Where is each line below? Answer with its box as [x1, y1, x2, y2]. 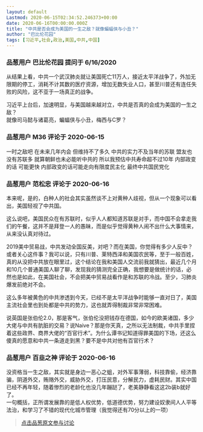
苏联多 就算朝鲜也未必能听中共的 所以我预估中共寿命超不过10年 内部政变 [16, 155, 196, 162]
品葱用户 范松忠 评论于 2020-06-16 [6, 179, 110, 188]
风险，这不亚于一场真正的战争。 [16, 88, 97, 96]
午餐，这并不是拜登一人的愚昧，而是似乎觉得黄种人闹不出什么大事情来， [16, 222, 197, 230]
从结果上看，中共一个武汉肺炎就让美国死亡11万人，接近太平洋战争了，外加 [6, 73, 191, 81]
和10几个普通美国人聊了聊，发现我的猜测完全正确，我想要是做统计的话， [6, 265, 187, 273]
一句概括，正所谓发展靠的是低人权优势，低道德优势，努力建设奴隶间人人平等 [6, 399, 197, 406]
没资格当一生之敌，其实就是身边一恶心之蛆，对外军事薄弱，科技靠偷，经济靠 [6, 368, 197, 376]
